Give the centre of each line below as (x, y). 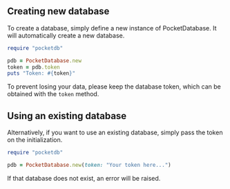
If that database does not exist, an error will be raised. (84, 178)
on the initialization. (35, 140)
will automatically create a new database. (66, 35)
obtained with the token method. (53, 94)
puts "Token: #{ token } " (41, 73)
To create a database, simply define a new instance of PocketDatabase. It (112, 28)
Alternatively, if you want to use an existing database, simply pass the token (115, 133)
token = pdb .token (33, 67)
